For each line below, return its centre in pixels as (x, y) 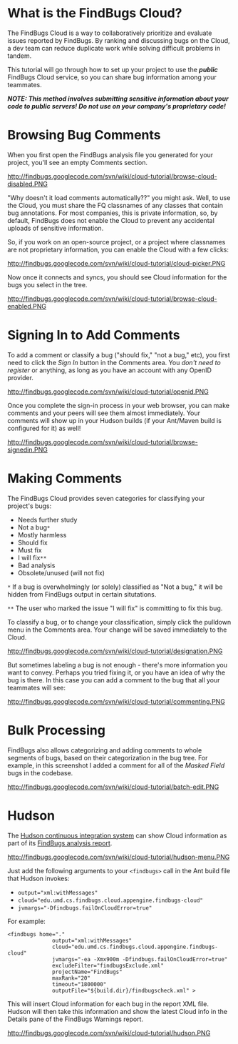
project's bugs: (30, 506)
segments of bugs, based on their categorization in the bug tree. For (108, 757)
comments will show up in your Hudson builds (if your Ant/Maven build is (115, 420)
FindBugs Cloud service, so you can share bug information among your (112, 77)
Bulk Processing (56, 730)
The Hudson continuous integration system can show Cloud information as (117, 835)
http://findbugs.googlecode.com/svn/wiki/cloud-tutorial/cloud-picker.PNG (117, 263)
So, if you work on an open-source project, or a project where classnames (117, 242)
